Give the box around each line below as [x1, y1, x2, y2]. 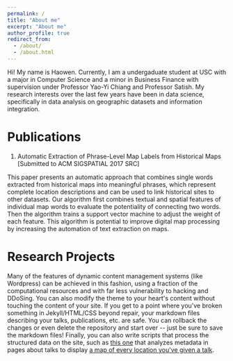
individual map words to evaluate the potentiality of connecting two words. [7, 202, 221, 210]
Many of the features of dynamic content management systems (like [7, 271, 203, 280]
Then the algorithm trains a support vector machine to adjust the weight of [7, 210, 220, 218]
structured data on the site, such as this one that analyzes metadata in [7, 338, 209, 346]
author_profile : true [7, 29, 70, 37]
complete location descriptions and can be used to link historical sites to [7, 187, 215, 196]
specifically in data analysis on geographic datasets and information [7, 97, 203, 106]
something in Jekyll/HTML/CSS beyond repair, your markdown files [7, 308, 200, 317]
